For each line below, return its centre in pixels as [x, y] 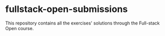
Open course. [20, 28]
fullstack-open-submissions [67, 9]
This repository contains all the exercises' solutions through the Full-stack [82, 23]
